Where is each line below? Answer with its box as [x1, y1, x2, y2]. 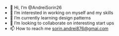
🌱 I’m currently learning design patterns [9, 15, 91, 20]
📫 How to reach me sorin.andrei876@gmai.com [9, 26, 109, 31]
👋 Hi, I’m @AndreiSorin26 [9, 5, 62, 10]
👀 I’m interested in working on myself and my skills [9, 10, 114, 16]
